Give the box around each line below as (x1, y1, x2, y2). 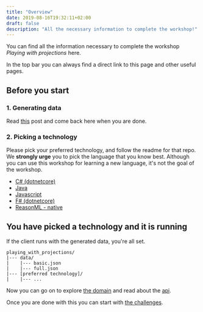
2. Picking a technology (6, 132, 77, 141)
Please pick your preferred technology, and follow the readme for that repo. (6, 147, 196, 154)
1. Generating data (6, 103, 62, 112)
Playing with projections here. (6, 49, 81, 57)
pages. (6, 68, 24, 75)
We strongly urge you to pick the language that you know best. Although (6, 153, 190, 161)
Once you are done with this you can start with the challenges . (6, 299, 163, 306)
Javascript (15, 190, 42, 198)
